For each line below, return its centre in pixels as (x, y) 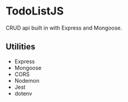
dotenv (23, 93)
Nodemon (27, 80)
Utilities (21, 47)
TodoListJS (35, 11)
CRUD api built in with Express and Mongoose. (64, 28)
